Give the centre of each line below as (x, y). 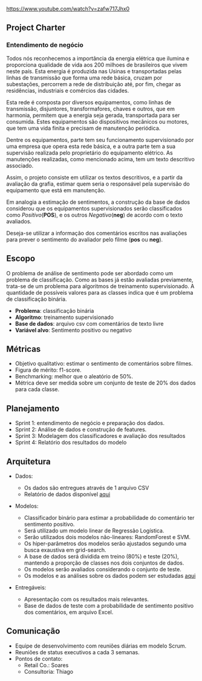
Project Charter (36, 28)
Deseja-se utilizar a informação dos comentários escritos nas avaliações (97, 233)
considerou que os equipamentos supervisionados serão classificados (94, 208)
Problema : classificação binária (54, 310)
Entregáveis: (31, 587)
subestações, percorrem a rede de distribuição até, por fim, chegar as (94, 84)
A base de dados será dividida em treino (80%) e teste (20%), (102, 556)
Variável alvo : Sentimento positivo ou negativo (73, 330)
